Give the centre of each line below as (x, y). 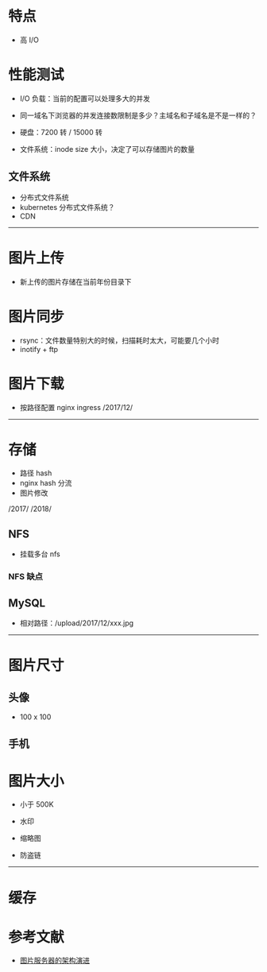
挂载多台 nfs (40, 554)
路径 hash (36, 473)
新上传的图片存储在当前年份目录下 (75, 281)
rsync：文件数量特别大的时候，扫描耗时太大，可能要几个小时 (120, 340)
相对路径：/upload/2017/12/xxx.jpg (76, 623)
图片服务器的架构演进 (54, 960)
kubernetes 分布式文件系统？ (67, 207)
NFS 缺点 (26, 577)
